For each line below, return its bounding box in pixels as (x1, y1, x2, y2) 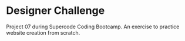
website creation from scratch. (6, 29, 80, 36)
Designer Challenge (6, 4, 105, 17)
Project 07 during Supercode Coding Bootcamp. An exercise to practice (6, 23, 180, 30)
